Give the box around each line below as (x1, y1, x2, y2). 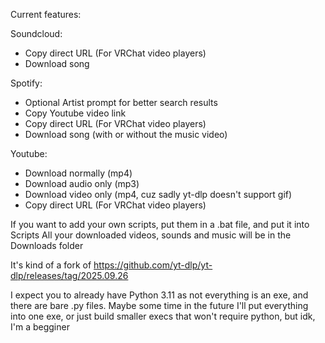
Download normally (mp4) (24, 167, 133, 179)
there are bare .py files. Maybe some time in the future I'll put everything (10, 300, 309, 311)
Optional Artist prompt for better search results (24, 97, 218, 108)
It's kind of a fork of (10, 259, 92, 271)
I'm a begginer (10, 321, 70, 333)
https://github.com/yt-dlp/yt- (93, 259, 213, 271)
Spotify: (10, 77, 43, 89)
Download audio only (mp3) (24, 178, 140, 189)
